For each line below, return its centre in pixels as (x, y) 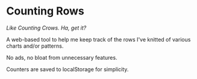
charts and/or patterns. (35, 46)
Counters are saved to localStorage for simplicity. (67, 69)
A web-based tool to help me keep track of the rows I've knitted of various (98, 39)
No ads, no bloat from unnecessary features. (62, 57)
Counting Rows (45, 11)
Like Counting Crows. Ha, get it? (46, 28)
